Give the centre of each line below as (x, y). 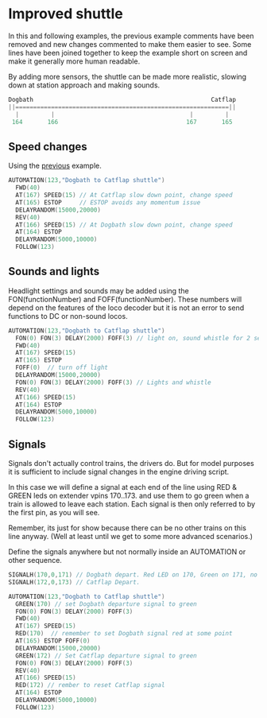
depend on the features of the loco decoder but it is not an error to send (126, 308)
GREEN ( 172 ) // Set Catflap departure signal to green (106, 656)
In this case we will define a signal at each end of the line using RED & (122, 487)
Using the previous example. (55, 166)
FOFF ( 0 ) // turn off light (62, 368)
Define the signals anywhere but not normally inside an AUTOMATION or (127, 552)
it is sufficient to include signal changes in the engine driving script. (119, 472)
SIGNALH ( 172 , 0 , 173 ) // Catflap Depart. (74, 582)
